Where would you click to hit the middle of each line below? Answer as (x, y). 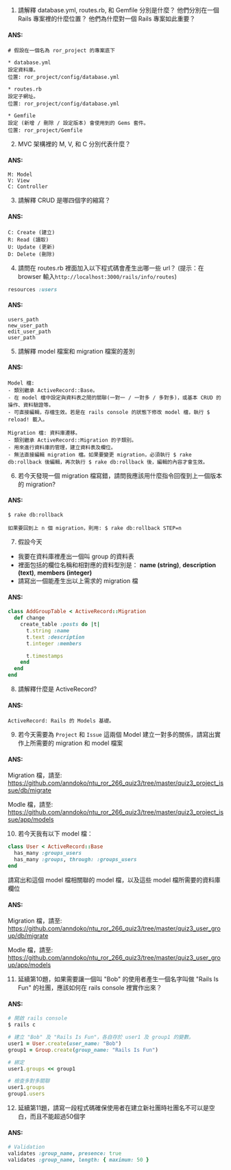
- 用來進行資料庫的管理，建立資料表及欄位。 (62, 447)
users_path (23, 319)
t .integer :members (53, 643)
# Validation (26, 1147)
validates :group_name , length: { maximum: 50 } (78, 1160)
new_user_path (28, 325)
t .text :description (55, 637)
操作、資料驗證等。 (31, 405)
